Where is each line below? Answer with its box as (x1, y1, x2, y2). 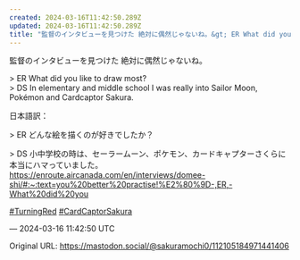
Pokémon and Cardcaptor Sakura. (9, 92, 134, 103)
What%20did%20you (9, 189, 89, 199)
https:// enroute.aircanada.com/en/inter (9, 170, 154, 180)
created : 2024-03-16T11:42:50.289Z (9, 13, 142, 22)
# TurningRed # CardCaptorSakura (9, 206, 132, 217)
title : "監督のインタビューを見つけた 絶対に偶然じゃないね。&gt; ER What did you (9, 29, 292, 38)
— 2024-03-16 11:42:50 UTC (9, 223, 115, 234)
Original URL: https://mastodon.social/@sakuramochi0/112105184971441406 (9, 240, 290, 251)
